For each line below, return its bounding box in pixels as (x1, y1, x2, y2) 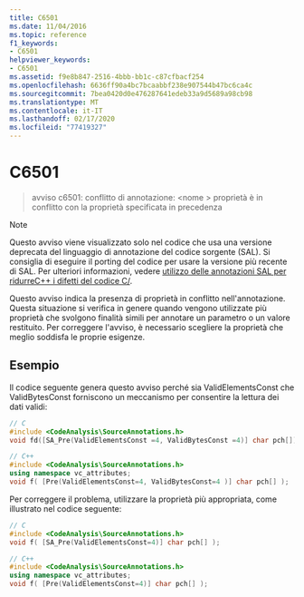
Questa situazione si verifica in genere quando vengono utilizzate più (9, 302, 267, 313)
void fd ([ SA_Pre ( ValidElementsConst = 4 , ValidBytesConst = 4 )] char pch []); (9, 436, 301, 445)
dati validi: (9, 401, 48, 412)
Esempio (9, 357, 60, 373)
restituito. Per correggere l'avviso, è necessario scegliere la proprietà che (9, 321, 283, 332)
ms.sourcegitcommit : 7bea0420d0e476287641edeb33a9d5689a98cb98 (9, 89, 253, 98)
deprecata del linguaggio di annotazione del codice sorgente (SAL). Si (9, 246, 271, 257)
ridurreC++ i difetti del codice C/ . (9, 275, 133, 286)
